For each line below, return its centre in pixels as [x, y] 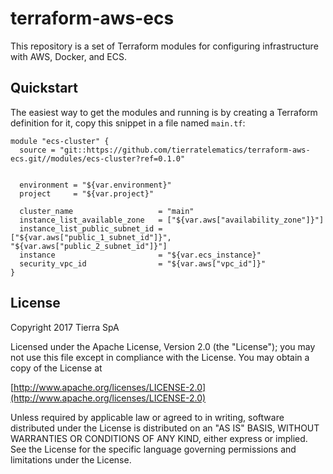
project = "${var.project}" [87, 193]
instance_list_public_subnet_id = [91, 228]
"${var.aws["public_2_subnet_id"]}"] [89, 246]
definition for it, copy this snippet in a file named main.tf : [128, 123]
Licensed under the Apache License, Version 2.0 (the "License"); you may [163, 346]
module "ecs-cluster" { [60, 141]
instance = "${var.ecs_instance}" [140, 255]
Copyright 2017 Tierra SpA [65, 327]
